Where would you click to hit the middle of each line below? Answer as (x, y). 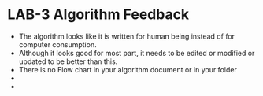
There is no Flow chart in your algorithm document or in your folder (128, 69)
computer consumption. (57, 44)
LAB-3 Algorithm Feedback (98, 15)
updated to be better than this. (68, 61)
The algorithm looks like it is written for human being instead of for (127, 36)
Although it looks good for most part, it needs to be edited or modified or (137, 53)
